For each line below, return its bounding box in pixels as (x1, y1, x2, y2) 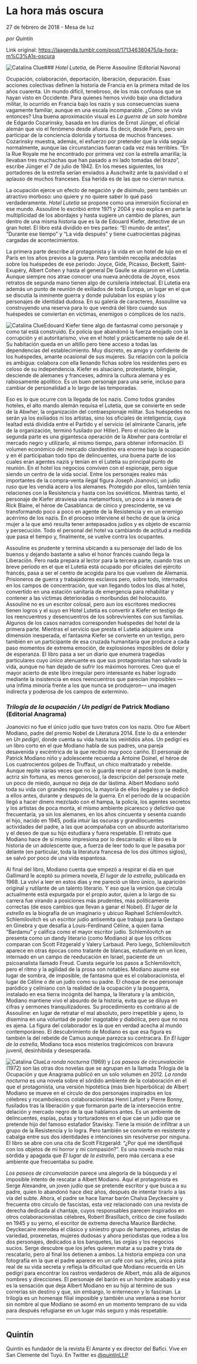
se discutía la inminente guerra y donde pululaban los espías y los (6, 291, 165, 299)
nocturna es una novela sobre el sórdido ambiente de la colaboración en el (6, 1077, 187, 1084)
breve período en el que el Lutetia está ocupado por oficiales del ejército (6, 563, 182, 570)
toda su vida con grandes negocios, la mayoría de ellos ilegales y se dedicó (6, 786, 189, 793)
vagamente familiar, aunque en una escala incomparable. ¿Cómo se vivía (6, 106, 183, 113)
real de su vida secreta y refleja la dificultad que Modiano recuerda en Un (6, 1264, 184, 1271)
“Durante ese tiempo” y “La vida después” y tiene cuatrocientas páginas (6, 230, 181, 237)
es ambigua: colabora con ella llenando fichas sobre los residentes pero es (6, 359, 187, 366)
